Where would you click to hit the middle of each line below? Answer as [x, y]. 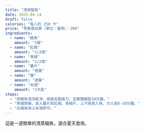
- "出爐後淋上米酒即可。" [33, 108]
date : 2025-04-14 [23, 15]
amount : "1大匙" [30, 89]
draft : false [19, 19]
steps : [12, 94]
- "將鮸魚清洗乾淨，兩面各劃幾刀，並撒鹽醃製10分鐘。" [60, 99]
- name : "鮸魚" [25, 38]
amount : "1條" [29, 43]
